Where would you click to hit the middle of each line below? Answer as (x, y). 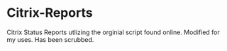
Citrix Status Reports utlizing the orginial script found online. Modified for (113, 32)
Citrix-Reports (50, 13)
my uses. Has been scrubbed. (50, 39)
